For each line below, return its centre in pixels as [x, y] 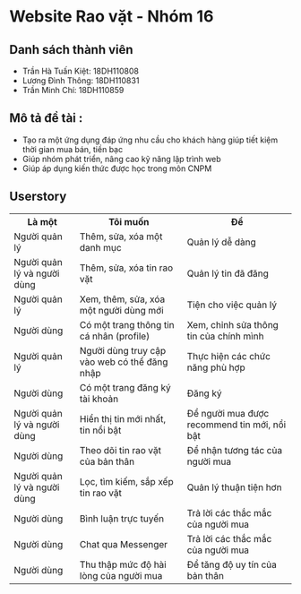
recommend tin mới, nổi [236, 425]
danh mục [101, 247]
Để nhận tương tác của [235, 450]
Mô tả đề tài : [46, 118]
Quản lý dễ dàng [222, 242]
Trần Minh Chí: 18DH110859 [73, 90]
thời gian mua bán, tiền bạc [73, 149]
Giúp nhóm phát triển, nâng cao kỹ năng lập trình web [121, 159]
